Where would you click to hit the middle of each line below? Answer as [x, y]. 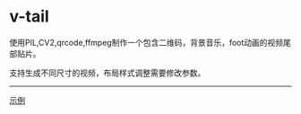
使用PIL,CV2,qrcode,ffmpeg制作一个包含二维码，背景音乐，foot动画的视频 [146, 42]
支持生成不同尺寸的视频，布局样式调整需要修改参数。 [107, 73]
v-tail [29, 17]
